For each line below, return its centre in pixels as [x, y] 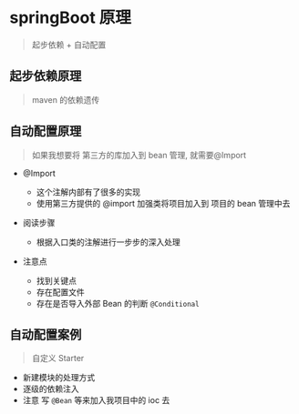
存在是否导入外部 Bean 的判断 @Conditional [118, 303]
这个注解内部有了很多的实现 [88, 192]
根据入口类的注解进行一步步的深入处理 [108, 242]
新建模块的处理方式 [59, 378]
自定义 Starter [58, 358]
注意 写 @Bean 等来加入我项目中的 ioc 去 [96, 400]
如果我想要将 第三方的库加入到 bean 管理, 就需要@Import [139, 155]
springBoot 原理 [71, 18]
